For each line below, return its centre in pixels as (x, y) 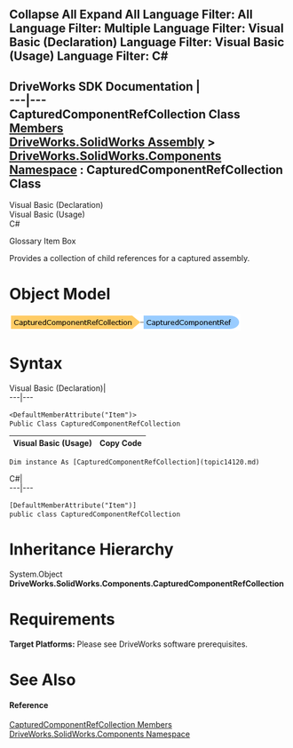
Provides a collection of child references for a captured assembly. (130, 259)
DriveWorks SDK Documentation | (105, 87)
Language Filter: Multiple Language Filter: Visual (146, 29)
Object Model (60, 294)
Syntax (36, 364)
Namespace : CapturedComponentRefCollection (146, 169)
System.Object (36, 574)
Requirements (62, 620)
